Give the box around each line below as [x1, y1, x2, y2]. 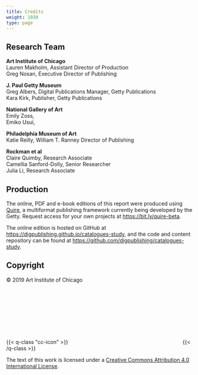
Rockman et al [6, 148, 42, 155]
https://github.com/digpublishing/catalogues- [72, 237, 184, 244]
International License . [6, 362, 59, 370]
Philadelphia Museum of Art [6, 130, 77, 137]
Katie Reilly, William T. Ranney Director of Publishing [6, 136, 134, 143]
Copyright [6, 260, 45, 271]
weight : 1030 [6, 14, 39, 20]
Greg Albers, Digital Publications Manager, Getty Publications [6, 88, 156, 95]
